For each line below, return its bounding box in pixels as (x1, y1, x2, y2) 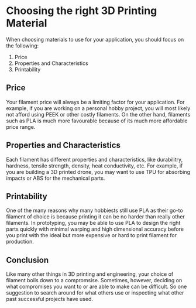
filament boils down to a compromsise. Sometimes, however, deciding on (6, 277, 183, 284)
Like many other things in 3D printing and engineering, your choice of (6, 271, 174, 278)
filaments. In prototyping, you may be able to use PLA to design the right (6, 220, 181, 227)
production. (6, 238, 34, 245)
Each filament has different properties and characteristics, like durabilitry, (6, 156, 183, 163)
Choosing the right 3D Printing (6, 4, 157, 18)
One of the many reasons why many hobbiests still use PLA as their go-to (6, 207, 183, 214)
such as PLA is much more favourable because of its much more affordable (6, 117, 188, 124)
